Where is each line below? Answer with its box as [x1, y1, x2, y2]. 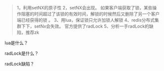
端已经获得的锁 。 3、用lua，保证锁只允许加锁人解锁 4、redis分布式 [16, 17, 155, 23]
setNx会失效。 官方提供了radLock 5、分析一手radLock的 [34, 23, 149, 29]
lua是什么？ [4, 40, 28, 46]
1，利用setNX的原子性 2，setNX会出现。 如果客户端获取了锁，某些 [16, 5, 153, 10]
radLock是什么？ [4, 50, 39, 56]
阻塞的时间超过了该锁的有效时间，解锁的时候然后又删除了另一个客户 [21, 11, 160, 17]
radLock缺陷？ [4, 61, 35, 67]
